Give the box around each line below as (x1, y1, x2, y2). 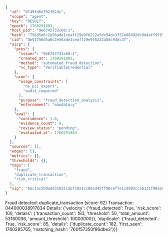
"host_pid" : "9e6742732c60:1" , (9, 28, 75, 33)
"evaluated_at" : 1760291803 (18, 130, 77, 135)
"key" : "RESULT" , (9, 18, 46, 23)
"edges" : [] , (9, 149, 37, 154)
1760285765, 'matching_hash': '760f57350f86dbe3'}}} (5, 226, 118, 232)
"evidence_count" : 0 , (18, 120, 64, 126)
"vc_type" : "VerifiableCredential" (18, 65, 93, 70)
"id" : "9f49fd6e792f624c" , (9, 9, 66, 14)
